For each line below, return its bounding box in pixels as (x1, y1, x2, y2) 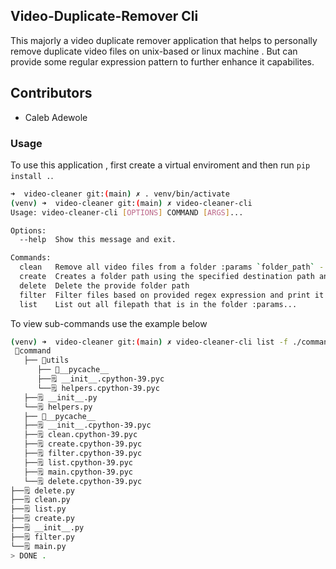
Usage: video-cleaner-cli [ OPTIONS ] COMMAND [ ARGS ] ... (10, 207, 244, 218)
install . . (10, 169, 54, 181)
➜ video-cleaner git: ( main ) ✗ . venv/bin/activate (10, 189, 230, 199)
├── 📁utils (23, 355, 70, 366)
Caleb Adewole (24, 111, 88, 123)
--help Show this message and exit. (19, 235, 177, 245)
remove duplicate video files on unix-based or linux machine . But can (10, 45, 298, 57)
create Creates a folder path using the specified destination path (19, 272, 315, 282)
